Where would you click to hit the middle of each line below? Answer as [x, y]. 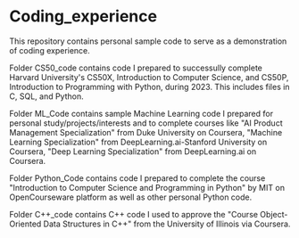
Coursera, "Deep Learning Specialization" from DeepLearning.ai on [133, 151]
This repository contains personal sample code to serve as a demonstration [148, 41]
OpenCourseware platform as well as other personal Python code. [131, 197]
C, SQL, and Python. [46, 96]
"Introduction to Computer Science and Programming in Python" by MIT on [147, 187]
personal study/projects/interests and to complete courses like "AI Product [146, 123]
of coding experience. [50, 50]
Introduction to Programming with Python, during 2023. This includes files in [149, 86]
